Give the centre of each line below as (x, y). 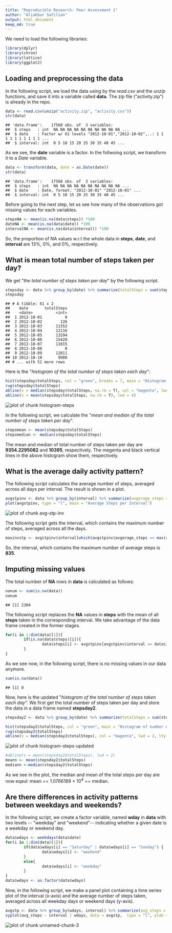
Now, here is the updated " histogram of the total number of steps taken (81, 697)
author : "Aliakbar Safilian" (36, 15)
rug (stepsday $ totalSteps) (33, 386)
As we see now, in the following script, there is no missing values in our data (86, 664)
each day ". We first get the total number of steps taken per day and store (82, 702)
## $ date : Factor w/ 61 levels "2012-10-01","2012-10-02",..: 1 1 (84, 134)
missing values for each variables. (41, 210)
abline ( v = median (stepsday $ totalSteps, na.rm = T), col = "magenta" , (82, 390)
